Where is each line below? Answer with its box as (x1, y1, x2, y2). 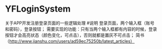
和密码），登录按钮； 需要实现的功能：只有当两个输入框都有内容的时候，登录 (5, 26, 157, 32)
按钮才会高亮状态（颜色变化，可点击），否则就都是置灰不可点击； (5, 32, 135, 38)
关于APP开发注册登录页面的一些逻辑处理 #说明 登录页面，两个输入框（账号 (5, 20, 155, 26)
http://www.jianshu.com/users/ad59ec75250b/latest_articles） (9, 38, 135, 44)
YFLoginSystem (5, 3, 71, 15)
